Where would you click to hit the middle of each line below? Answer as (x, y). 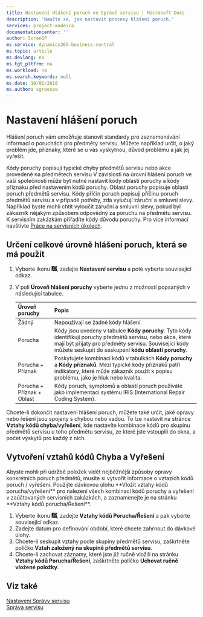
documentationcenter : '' (37, 32)
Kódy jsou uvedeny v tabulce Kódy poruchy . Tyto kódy (123, 331)
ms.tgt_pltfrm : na (29, 64)
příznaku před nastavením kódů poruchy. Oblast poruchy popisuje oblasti (97, 187)
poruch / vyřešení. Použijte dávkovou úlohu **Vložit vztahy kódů (87, 484)
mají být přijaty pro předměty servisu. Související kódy (121, 343)
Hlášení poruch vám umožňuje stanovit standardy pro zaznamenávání (93, 137)
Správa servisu (25, 607)
